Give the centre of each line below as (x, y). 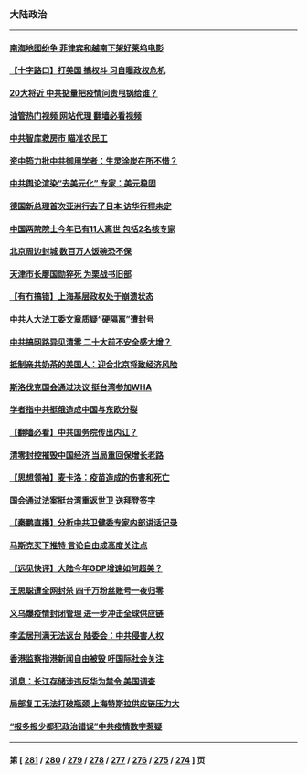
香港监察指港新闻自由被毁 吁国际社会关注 (87, 658)
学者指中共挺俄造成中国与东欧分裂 (74, 409)
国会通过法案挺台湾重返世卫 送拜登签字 (83, 500)
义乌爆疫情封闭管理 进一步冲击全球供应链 (87, 613)
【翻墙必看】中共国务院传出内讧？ (74, 432)
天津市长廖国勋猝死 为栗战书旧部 (71, 274)
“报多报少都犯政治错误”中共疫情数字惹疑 (86, 726)
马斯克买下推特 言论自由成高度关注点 (79, 545)
